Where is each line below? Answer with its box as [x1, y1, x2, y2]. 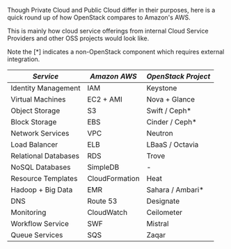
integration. [7, 55, 40, 63]
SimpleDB [86, 163, 120, 172]
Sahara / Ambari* [146, 185, 204, 194]
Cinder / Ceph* [146, 118, 197, 127]
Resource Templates [10, 174, 78, 183]
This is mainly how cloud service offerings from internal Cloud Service [7, 27, 209, 35]
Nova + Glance [146, 95, 196, 104]
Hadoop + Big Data [10, 185, 73, 194]
